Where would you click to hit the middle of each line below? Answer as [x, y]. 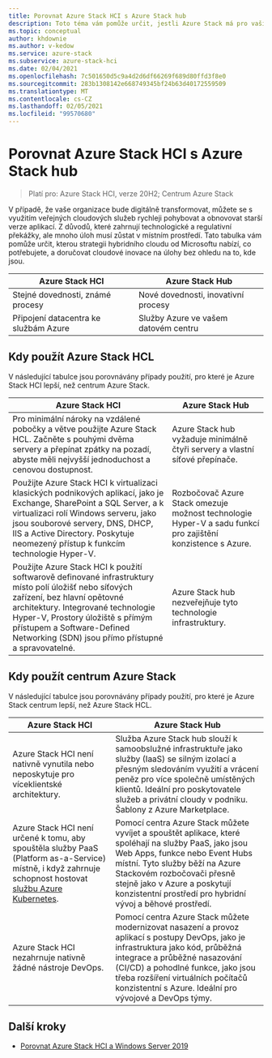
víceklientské [37, 784]
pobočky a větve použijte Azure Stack [85, 429]
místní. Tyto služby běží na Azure [178, 863]
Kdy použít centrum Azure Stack [92, 677]
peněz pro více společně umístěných [185, 779]
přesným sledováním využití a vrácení [187, 769]
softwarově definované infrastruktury [83, 576]
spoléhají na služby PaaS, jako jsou [182, 842]
